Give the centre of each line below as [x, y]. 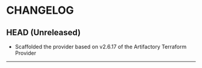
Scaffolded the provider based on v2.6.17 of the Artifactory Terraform [101, 47]
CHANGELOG [40, 10]
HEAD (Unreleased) [44, 33]
